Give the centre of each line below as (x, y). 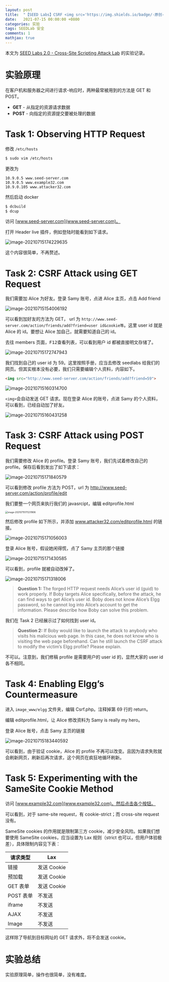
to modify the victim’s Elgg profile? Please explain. (69, 647)
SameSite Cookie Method (59, 789)
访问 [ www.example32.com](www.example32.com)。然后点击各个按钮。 (80, 804)
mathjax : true (20, 38)
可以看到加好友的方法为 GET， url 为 (43, 319)
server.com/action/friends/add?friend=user (52, 326)
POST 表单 (20, 896)
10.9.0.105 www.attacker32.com (38, 187)
